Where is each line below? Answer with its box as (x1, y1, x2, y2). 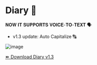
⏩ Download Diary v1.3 (5, 53, 54, 60)
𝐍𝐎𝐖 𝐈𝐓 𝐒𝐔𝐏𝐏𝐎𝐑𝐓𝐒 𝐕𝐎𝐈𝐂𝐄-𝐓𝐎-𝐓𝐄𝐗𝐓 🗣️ (5, 21, 92, 27)
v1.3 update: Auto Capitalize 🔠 (12, 33, 77, 40)
